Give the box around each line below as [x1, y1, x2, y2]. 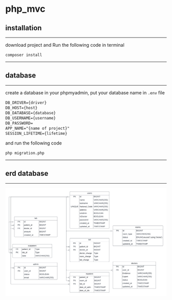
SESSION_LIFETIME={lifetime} [5, 131, 68, 136]
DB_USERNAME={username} [5, 115, 56, 121]
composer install [5, 52, 42, 57]
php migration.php [5, 150, 45, 155]
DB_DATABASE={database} [5, 110, 56, 115]
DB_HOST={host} [5, 105, 38, 110]
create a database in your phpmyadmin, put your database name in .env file [5, 89, 165, 95]
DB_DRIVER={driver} [5, 100, 47, 105]
